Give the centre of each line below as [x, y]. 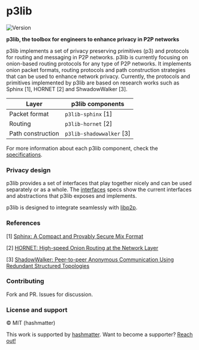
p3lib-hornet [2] [89, 123]
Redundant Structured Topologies [48, 265]
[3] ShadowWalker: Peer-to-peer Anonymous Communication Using [90, 260]
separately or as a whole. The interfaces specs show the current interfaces [99, 189]
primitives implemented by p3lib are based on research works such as [93, 83]
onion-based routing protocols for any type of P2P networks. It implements [99, 64]
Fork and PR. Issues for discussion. [49, 294]
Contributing [25, 281]
